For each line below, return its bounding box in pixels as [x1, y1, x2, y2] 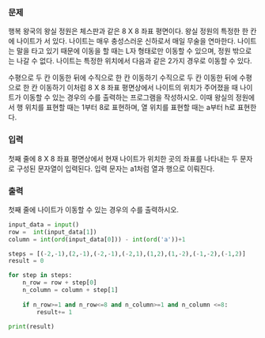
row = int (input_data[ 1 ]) [8, 228, 97, 236]
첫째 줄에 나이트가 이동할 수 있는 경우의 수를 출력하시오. [8, 204, 180, 215]
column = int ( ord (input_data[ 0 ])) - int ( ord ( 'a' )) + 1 [8, 235, 186, 243]
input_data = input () [8, 220, 80, 229]
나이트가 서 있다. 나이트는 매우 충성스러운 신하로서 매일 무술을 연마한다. [16, 36, 236, 46]
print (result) [8, 323, 55, 331]
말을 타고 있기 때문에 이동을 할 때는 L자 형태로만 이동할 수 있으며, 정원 [16, 46, 231, 56]
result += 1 [36, 308, 73, 316]
